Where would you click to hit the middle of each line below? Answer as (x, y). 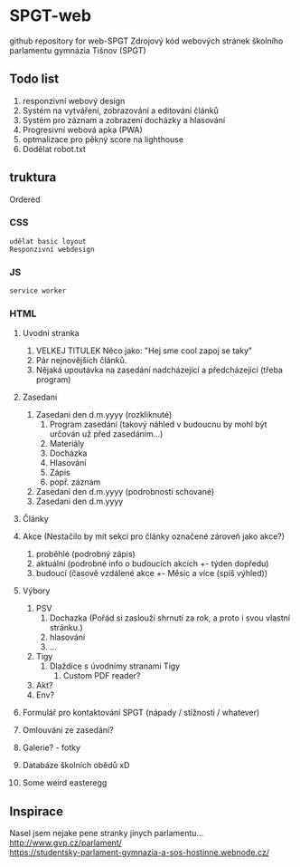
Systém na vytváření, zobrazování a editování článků (120, 111)
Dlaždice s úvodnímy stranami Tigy (115, 666)
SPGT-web (51, 16)
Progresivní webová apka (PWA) (82, 130)
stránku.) (66, 628)
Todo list (34, 79)
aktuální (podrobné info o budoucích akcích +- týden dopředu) (152, 564)
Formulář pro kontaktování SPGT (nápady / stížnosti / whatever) (141, 713)
